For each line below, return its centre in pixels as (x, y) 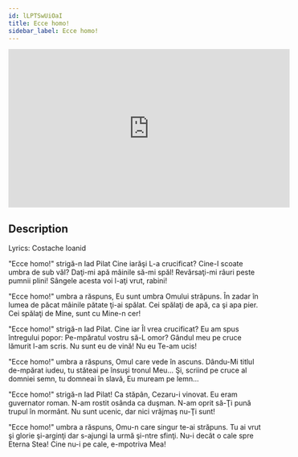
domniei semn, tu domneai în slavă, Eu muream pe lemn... (104, 379)
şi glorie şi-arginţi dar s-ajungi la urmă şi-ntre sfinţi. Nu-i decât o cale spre (131, 436)
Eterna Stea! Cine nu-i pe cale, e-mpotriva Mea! (87, 444)
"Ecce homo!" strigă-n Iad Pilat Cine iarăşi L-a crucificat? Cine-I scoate (126, 264)
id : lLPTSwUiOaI (35, 16)
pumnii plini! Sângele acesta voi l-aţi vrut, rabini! (88, 281)
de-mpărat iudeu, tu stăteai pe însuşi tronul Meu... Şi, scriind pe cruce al (128, 370)
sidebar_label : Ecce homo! (53, 31)
